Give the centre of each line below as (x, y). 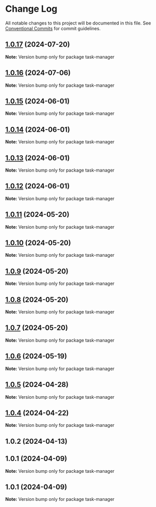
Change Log (31, 9)
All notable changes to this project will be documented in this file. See (78, 23)
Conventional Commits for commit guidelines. (53, 28)
